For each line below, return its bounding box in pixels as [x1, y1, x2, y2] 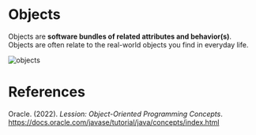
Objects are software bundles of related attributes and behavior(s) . [8, 32, 232, 41]
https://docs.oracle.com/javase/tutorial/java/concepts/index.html [8, 117, 220, 127]
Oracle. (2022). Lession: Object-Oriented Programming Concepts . [8, 109, 223, 118]
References [8, 83, 85, 101]
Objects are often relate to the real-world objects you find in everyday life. [8, 39, 249, 49]
